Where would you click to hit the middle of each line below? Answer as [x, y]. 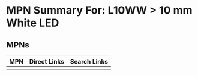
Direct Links [47, 61]
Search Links [89, 61]
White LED [33, 23]
